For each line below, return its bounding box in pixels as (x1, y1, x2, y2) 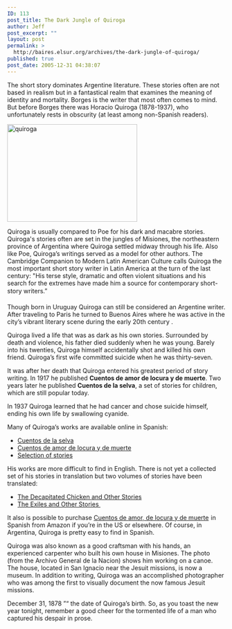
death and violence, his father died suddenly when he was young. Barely (7, 338, 215, 347)
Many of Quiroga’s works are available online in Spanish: (7, 422, 168, 431)
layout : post (7, 36, 45, 43)
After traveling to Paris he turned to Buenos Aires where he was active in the (7, 310, 225, 318)
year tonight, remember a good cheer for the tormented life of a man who (7, 606, 217, 614)
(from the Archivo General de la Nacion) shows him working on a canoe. (7, 556, 213, 565)
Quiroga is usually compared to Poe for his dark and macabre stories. (7, 227, 206, 236)
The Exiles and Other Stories (17, 500, 99, 508)
